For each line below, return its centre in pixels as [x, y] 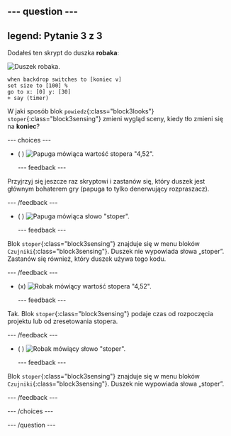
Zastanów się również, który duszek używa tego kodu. [87, 259]
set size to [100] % [38, 86]
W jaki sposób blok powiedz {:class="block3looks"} [81, 111]
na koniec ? [24, 126]
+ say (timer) [28, 99]
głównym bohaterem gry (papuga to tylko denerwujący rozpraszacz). [108, 189]
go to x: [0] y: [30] [39, 92]
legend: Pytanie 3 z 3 [55, 36]
